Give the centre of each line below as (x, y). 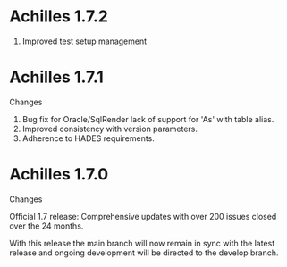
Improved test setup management (84, 41)
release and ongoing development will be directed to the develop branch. (144, 253)
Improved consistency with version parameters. (110, 129)
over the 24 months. (46, 226)
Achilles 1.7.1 (57, 77)
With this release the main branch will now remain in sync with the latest (142, 243)
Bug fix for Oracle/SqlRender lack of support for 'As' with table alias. (148, 119)
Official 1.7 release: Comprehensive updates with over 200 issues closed (143, 216)
